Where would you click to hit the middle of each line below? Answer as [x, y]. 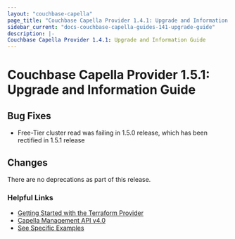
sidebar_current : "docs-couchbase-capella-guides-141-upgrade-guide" [112, 27]
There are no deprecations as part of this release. [79, 179]
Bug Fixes [29, 116]
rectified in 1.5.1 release [51, 140]
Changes [27, 163]
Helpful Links [31, 197]
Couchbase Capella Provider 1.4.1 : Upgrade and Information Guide [107, 40]
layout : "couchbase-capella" [50, 14]
